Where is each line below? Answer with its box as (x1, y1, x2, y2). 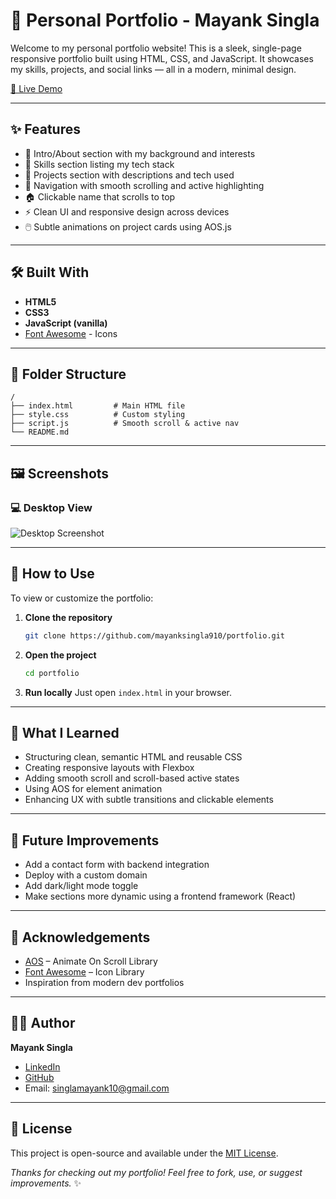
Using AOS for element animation (24, 783, 163, 795)
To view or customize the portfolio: (10, 592, 154, 604)
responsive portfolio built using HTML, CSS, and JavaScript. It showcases (10, 52, 314, 64)
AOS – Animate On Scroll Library (24, 955, 158, 968)
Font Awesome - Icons (24, 327, 118, 339)
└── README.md (10, 427, 70, 438)
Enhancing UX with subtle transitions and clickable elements (24, 794, 274, 806)
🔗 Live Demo (10, 82, 63, 94)
